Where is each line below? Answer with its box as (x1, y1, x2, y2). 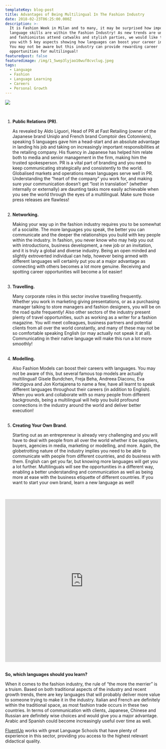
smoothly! (12, 341, 33, 347)
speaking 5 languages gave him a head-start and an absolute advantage (12, 139, 160, 145)
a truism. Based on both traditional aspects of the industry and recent (5, 686, 147, 692)
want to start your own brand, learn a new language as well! (12, 479, 134, 485)
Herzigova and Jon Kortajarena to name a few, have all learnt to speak (12, 381, 155, 387)
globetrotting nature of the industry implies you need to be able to (12, 448, 147, 453)
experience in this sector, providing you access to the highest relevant (5, 733, 148, 739)
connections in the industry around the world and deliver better (12, 402, 141, 408)
